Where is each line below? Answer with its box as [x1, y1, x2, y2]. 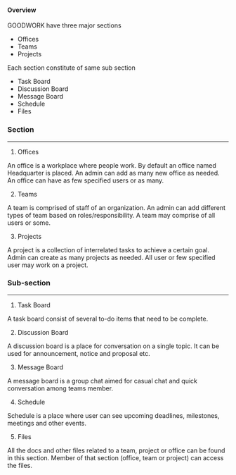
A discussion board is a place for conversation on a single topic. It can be [7, 342, 220, 350]
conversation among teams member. [7, 384, 114, 393]
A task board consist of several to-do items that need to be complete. [7, 314, 209, 323]
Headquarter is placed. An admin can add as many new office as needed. [7, 168, 220, 177]
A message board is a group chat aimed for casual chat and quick [7, 376, 198, 385]
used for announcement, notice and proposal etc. [7, 349, 151, 357]
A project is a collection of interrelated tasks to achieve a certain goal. [7, 245, 209, 254]
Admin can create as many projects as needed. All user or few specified [7, 253, 216, 261]
